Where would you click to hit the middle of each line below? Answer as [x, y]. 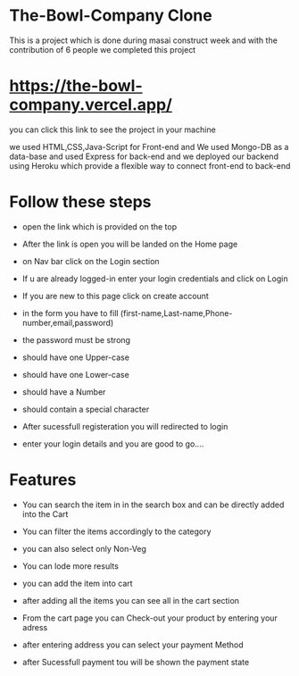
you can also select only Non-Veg [84, 548]
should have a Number [64, 392]
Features [43, 480]
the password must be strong [76, 339]
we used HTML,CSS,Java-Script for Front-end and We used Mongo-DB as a [149, 146]
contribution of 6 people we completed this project [103, 49]
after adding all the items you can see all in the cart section [130, 600]
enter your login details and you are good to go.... [113, 444]
